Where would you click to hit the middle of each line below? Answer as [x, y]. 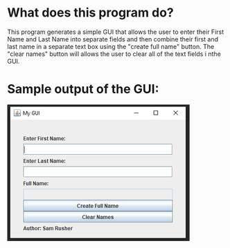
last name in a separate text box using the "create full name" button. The [111, 46]
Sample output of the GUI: [83, 89]
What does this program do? [91, 13]
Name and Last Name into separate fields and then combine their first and [113, 39]
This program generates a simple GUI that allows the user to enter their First [116, 32]
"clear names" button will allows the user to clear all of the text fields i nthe [114, 54]
